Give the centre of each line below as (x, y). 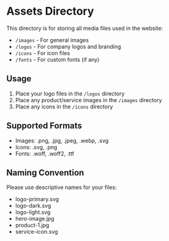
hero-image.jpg (35, 219)
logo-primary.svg (37, 199)
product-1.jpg (32, 225)
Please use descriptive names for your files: (62, 187)
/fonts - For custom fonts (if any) (57, 59)
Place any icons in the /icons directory (64, 106)
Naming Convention (45, 172)
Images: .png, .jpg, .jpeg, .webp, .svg (62, 140)
